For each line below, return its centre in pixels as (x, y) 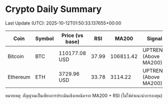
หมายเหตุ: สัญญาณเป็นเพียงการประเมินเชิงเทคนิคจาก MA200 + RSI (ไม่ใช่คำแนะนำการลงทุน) (84, 95)
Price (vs (72, 35)
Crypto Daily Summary (53, 9)
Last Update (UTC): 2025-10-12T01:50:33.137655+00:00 (63, 23)
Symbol (44, 38)
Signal (154, 38)
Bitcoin (16, 56)
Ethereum (19, 77)
